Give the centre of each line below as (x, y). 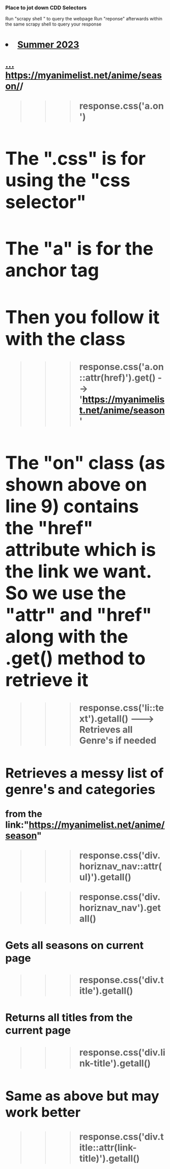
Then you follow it (82, 317)
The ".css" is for (76, 158)
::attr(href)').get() (118, 378)
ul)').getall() (105, 877)
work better (43, 1112)
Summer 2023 (48, 45)
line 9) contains (72, 506)
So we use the (66, 593)
